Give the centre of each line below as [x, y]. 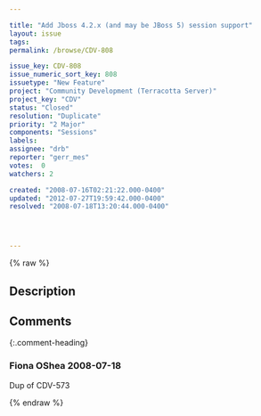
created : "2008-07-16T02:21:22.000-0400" [87, 190]
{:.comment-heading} [49, 343]
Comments [41, 321]
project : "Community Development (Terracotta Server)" [113, 91]
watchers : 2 [31, 174]
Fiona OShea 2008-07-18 [65, 366]
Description [42, 291]
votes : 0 [28, 166]
